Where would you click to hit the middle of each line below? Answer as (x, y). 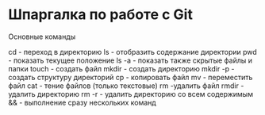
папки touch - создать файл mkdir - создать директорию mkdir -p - (122, 68)
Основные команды (42, 36)
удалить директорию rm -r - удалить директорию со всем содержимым (131, 94)
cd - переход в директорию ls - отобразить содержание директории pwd (133, 52)
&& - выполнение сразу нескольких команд (82, 102)
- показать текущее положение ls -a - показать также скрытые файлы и (130, 60)
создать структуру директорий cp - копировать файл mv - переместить (131, 77)
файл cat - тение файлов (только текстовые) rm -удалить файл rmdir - (126, 86)
